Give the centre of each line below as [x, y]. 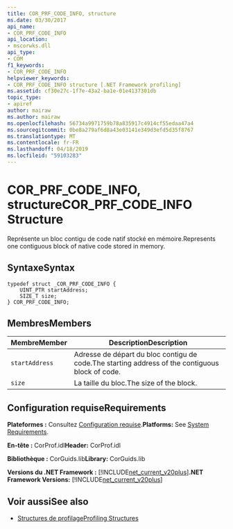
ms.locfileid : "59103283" [44, 156]
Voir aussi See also [48, 502]
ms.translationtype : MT [42, 136]
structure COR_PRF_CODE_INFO [100, 205]
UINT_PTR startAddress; [54, 290]
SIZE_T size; [38, 296]
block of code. [97, 372]
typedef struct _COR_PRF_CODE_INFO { [62, 284]
